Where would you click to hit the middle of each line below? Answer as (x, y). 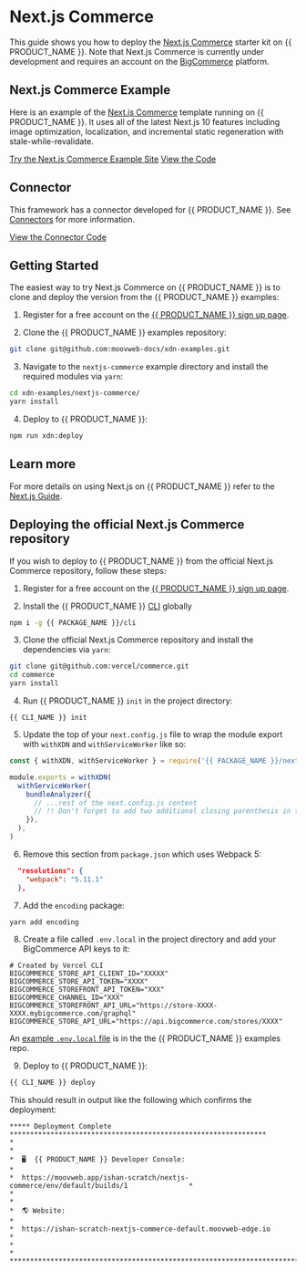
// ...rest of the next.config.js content (115, 803)
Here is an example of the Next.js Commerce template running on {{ (137, 112)
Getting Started (54, 265)
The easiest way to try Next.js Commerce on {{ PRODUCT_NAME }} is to (145, 287)
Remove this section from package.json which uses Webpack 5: (142, 854)
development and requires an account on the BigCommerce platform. (139, 61)
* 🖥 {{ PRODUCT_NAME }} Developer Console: (97, 1160)
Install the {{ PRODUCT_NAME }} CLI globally (107, 606)
